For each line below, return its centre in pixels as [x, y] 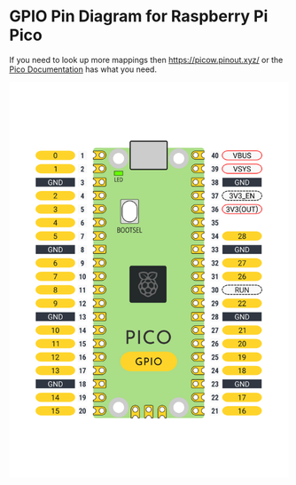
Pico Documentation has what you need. [83, 69]
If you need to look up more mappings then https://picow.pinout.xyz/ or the [146, 60]
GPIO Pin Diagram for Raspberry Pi [139, 16]
